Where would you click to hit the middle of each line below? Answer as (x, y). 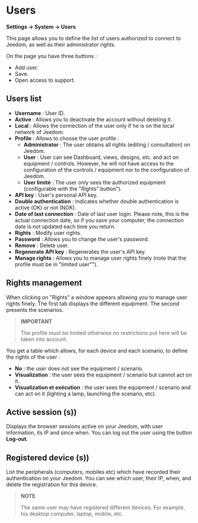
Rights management (44, 283)
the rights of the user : (33, 357)
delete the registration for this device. (52, 484)
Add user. (26, 67)
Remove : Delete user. (42, 245)
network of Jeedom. (39, 132)
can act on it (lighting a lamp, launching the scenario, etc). (85, 393)
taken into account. (44, 339)
